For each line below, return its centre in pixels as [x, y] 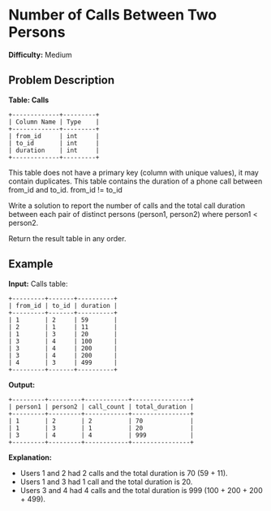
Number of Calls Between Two [113, 15]
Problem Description [62, 80]
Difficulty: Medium [41, 54]
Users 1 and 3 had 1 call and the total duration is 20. [106, 482]
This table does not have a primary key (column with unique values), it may [134, 172]
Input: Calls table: [38, 284]
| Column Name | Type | [54, 122]
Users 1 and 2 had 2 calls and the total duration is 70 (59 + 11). [124, 473]
